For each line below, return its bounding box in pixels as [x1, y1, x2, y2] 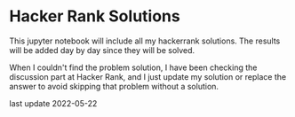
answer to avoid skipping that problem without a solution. [9, 81, 219, 91]
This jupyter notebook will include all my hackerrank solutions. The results [9, 35, 281, 46]
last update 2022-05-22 [9, 97, 98, 108]
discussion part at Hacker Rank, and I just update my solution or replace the [9, 71, 287, 82]
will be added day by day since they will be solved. [9, 44, 195, 55]
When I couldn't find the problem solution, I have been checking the [9, 62, 258, 73]
